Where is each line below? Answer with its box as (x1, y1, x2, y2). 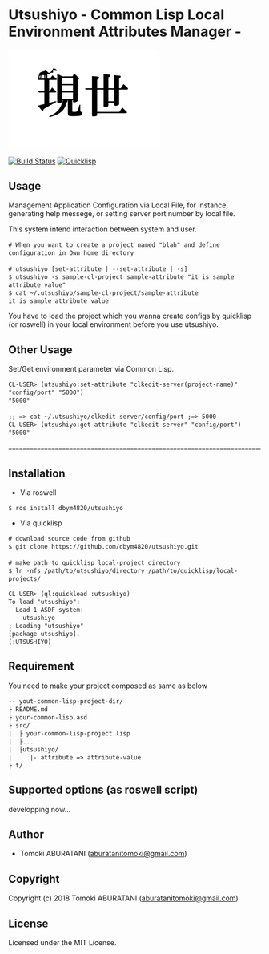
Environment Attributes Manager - (8, 22, 242, 41)
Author (8, 827, 44, 841)
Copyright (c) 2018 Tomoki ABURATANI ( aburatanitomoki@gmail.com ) (8, 893, 239, 903)
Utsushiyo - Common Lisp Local (8, 6, 225, 24)
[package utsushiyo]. (8, 630, 81, 638)
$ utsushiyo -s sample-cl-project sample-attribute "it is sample (8, 273, 235, 281)
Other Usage (8, 343, 74, 356)
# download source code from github (8, 534, 130, 542)
